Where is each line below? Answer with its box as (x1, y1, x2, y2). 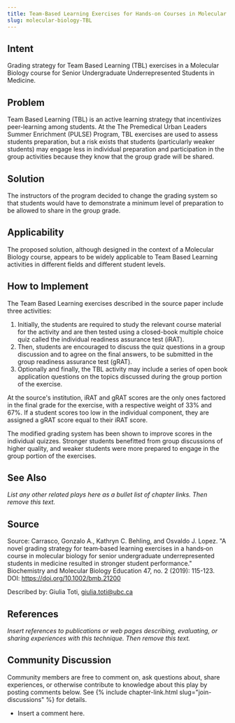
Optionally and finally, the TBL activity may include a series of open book (17, 365, 228, 373)
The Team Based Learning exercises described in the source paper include (7, 299, 224, 307)
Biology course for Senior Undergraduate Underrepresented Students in (7, 69, 215, 77)
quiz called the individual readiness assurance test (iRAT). (17, 335, 185, 344)
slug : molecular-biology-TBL (7, 17, 92, 24)
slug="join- (179, 688, 212, 696)
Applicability (7, 227, 64, 238)
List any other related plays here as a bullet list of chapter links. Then (7, 490, 208, 499)
